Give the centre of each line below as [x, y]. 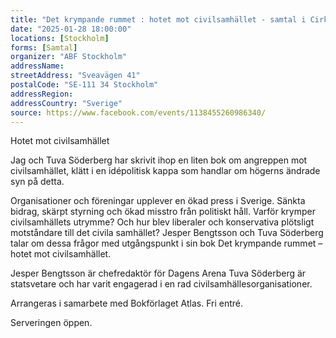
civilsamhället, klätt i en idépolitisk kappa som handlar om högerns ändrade [165, 171]
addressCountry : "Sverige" [66, 103]
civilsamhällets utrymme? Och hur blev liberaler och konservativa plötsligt [162, 222]
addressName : [37, 66]
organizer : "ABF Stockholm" [69, 57]
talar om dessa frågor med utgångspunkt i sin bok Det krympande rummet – [166, 243]
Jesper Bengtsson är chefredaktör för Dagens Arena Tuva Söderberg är [158, 273]
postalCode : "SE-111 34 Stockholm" [84, 85]
